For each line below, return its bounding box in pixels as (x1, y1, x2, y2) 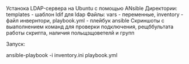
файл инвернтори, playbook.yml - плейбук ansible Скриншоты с (6, 17, 165, 24)
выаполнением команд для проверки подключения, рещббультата (6, 23, 174, 30)
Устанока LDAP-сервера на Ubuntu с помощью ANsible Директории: (6, 5, 177, 12)
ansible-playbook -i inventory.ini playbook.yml (6, 52, 118, 58)
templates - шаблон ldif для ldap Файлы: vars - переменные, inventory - (6, 11, 184, 18)
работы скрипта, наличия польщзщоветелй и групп (6, 29, 135, 36)
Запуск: (6, 40, 25, 47)
